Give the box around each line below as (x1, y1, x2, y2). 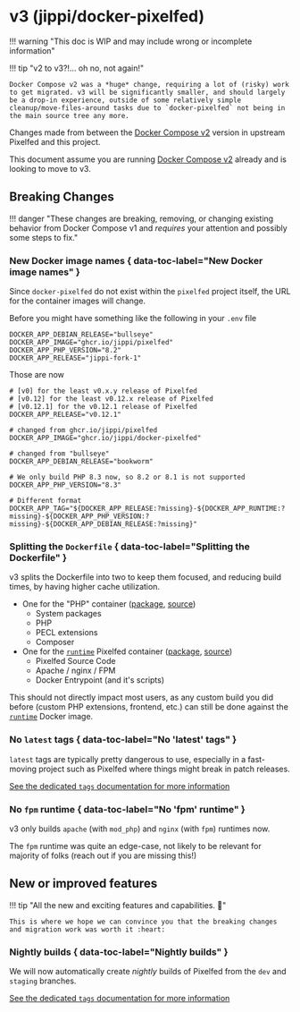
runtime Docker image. (9, 711, 94, 722)
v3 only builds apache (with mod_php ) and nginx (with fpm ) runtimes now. (9, 823, 271, 834)
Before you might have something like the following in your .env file (9, 313, 257, 324)
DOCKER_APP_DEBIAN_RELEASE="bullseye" (9, 330, 154, 339)
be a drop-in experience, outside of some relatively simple (9, 96, 242, 105)
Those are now (9, 370, 65, 380)
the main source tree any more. (9, 111, 129, 120)
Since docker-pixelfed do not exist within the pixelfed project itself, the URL (9, 286, 291, 297)
